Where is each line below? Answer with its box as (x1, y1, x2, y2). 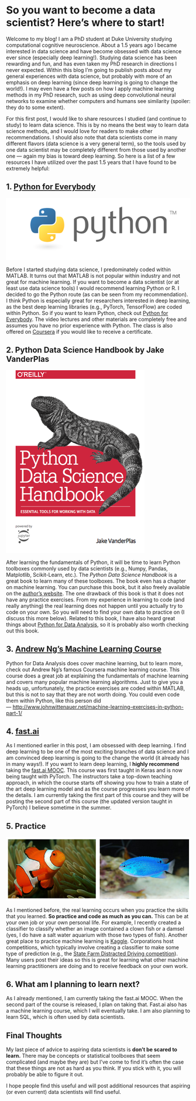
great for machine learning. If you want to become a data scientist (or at (6, 278, 180, 285)
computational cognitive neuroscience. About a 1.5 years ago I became (6, 42, 177, 49)
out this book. (6, 627, 39, 634)
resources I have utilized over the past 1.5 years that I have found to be (6, 159, 177, 166)
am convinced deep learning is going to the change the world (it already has (6, 754, 190, 761)
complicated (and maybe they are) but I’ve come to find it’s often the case (6, 1058, 184, 1066)
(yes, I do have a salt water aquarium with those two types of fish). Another (6, 931, 188, 938)
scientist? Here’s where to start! (6, 16, 165, 29)
